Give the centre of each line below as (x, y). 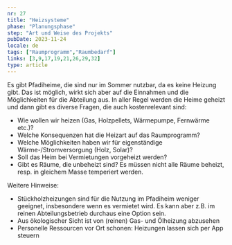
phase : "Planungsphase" (42, 26)
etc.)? (25, 127)
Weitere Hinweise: (33, 185)
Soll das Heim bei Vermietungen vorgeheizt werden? (92, 157)
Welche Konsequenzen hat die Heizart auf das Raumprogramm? (109, 135)
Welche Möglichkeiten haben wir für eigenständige (90, 142)
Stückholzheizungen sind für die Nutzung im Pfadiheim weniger (108, 199)
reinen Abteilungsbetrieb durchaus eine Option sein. (91, 213)
